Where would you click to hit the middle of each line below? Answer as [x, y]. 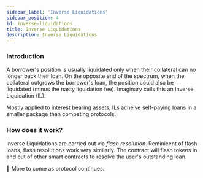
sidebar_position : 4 [33, 18]
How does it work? [35, 130]
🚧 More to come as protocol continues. [56, 168]
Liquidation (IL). [26, 96]
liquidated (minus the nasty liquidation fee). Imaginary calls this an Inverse [100, 89]
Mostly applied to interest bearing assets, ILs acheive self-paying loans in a [101, 107]
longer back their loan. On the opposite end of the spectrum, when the [96, 76]
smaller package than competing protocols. [61, 114]
